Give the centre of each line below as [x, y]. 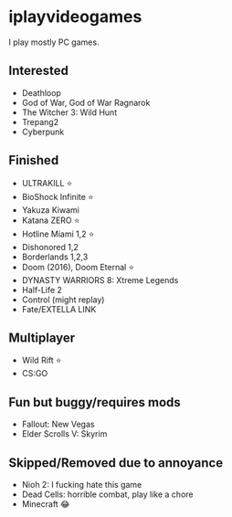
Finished [34, 160]
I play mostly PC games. [54, 42]
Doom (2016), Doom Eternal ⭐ [78, 267]
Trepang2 [40, 121]
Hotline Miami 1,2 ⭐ [58, 234]
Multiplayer [42, 338]
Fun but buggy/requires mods [95, 402]
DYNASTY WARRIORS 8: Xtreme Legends [100, 280]
